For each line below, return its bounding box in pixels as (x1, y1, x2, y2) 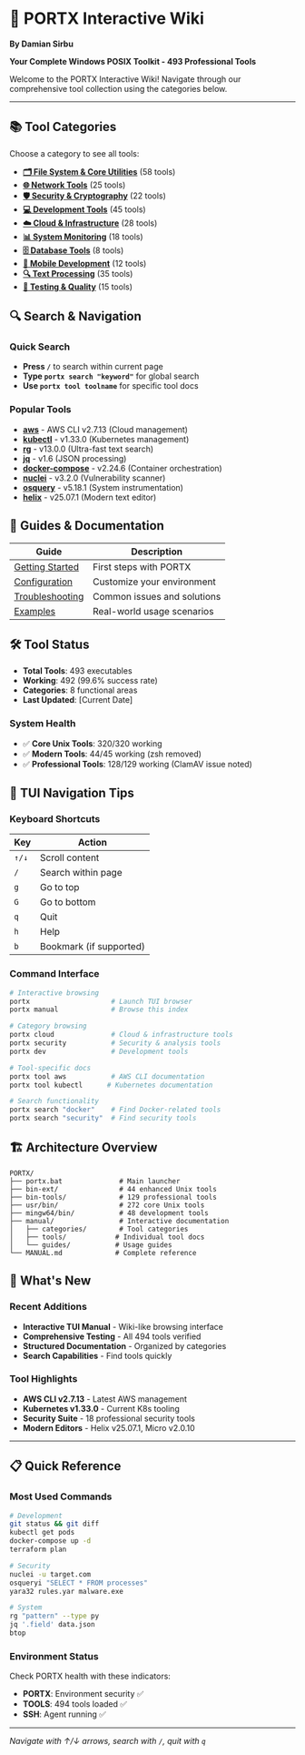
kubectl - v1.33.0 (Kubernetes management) (22, 433, 190, 444)
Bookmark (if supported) (39, 940, 145, 953)
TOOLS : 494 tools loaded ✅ (22, 1699, 127, 1709)
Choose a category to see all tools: (9, 147, 140, 158)
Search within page (39, 867, 123, 879)
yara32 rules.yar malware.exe (9, 1587, 124, 1596)
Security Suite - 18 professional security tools (22, 1413, 195, 1424)
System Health (9, 717, 76, 730)
